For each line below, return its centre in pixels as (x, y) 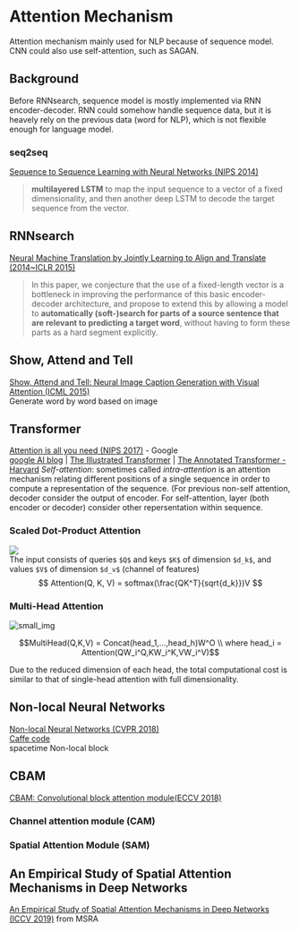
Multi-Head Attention (56, 606)
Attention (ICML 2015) (50, 391)
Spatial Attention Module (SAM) (80, 845)
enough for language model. (62, 129)
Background (44, 79)
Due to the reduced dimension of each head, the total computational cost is (149, 670)
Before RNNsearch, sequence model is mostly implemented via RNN (135, 100)
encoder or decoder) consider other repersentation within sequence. (137, 508)
